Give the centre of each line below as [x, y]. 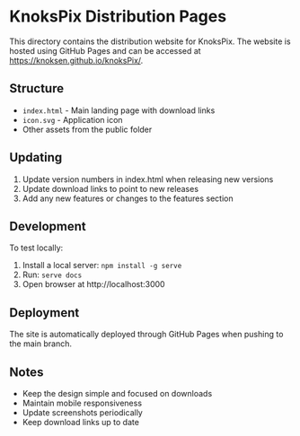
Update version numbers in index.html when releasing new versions [148, 179]
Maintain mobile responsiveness [82, 403]
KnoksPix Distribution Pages [118, 17]
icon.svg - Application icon [72, 119]
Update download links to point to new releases [110, 188]
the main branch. [40, 344]
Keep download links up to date [80, 422]
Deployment [44, 313]
